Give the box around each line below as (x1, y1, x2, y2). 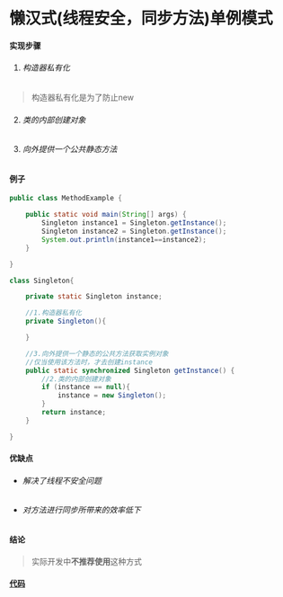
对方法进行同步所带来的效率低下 (22, 504, 141, 515)
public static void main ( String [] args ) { (25, 210, 187, 219)
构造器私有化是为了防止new (31, 92, 135, 102)
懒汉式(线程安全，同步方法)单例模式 (9, 8, 274, 29)
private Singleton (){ (25, 316, 106, 326)
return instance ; (41, 408, 106, 417)
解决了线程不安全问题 (22, 475, 102, 486)
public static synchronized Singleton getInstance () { (25, 366, 235, 375)
